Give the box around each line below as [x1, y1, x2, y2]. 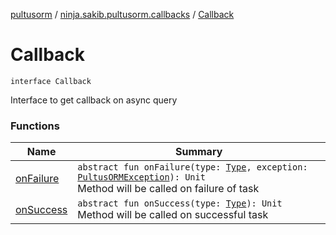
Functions [10, 119, 60, 133]
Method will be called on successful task [77, 208, 269, 222]
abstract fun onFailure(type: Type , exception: [77, 162, 308, 173]
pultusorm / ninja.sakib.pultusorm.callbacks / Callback [10, 9, 235, 20]
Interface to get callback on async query [10, 94, 178, 106]
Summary [174, 145, 223, 159]
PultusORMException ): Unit [77, 172, 206, 183]
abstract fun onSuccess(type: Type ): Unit [77, 198, 283, 209]
